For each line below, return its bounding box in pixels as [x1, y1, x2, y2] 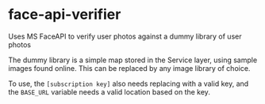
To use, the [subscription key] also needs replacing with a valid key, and [8, 79, 249, 88]
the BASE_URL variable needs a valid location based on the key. [8, 87, 210, 96]
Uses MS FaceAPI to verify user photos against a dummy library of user [8, 32, 242, 41]
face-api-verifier [8, 6, 121, 24]
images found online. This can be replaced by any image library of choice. [8, 63, 251, 72]
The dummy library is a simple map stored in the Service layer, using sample [8, 55, 258, 65]
